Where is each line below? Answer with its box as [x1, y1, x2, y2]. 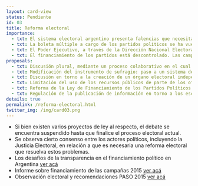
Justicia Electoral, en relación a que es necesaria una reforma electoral [14, 142, 187, 149]
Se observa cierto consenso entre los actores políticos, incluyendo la [14, 136, 183, 143]
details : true [6, 96, 41, 102]
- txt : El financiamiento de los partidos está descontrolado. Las [11, 52, 181, 58]
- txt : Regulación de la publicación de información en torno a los [11, 91, 183, 97]
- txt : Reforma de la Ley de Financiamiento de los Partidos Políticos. [11, 85, 194, 91]
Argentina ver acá [14, 161, 58, 168]
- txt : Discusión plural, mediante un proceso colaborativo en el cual [11, 63, 192, 69]
